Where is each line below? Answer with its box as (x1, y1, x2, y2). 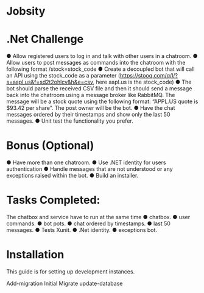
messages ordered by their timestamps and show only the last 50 (6, 111, 171, 118)
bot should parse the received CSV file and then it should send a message (6, 85, 192, 92)
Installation (6, 248, 65, 262)
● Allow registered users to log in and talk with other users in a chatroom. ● (6, 52, 198, 60)
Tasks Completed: (6, 194, 100, 207)
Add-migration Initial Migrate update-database (6, 280, 123, 287)
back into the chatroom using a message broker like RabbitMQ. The (6, 92, 175, 99)
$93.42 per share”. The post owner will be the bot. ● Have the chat (6, 104, 175, 112)
